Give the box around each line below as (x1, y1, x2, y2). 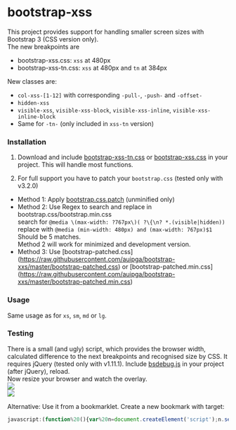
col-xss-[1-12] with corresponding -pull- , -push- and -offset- (17, 91, 202, 99)
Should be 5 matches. (17, 233, 81, 241)
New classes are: (7, 77, 58, 85)
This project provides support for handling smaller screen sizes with (7, 27, 204, 36)
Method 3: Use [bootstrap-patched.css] (17, 248, 133, 256)
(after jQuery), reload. (7, 367, 70, 375)
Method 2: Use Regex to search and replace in (17, 203, 152, 211)
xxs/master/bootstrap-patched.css (17, 263, 119, 271)
